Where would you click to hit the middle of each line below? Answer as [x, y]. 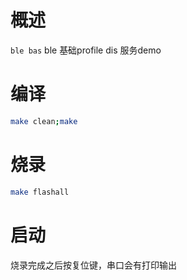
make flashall [40, 192]
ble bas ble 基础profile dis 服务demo [86, 50]
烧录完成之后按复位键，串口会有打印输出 [93, 265]
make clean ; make [44, 121]
